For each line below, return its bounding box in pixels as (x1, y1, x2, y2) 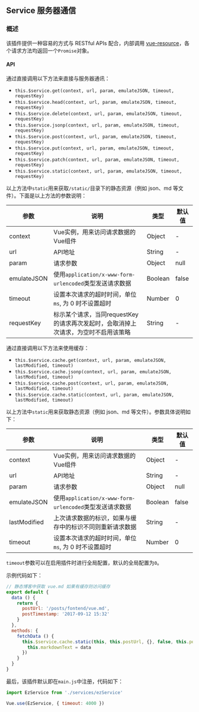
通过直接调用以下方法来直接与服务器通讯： (6, 75, 110, 82)
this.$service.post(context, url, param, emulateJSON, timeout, (14, 133, 177, 139)
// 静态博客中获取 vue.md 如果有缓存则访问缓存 (6, 583, 111, 589)
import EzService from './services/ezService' (6, 689, 123, 695)
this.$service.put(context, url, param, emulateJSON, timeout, (14, 145, 175, 151)
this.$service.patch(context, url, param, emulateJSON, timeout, (14, 157, 179, 163)
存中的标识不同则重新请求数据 (53, 523, 137, 531)
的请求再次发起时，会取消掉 (53, 319, 131, 328)
